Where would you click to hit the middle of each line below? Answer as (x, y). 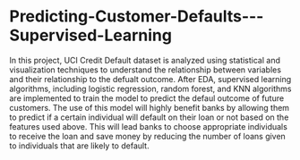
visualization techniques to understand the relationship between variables (146, 70)
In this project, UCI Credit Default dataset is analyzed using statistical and (145, 60)
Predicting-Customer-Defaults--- (137, 17)
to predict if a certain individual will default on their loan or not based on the (149, 117)
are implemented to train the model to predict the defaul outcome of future (147, 98)
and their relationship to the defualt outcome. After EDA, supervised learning (150, 79)
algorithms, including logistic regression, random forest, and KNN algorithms (150, 88)
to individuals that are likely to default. (79, 146)
